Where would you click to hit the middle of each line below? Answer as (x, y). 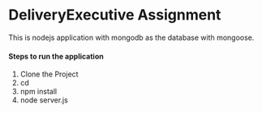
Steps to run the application (56, 56)
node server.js (44, 100)
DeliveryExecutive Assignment (115, 15)
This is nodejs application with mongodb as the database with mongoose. (131, 37)
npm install (39, 92)
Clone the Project (49, 74)
